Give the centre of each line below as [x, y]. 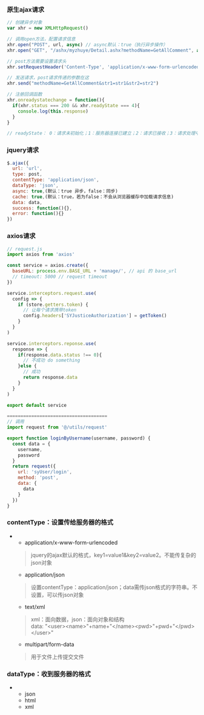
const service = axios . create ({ [48, 265]
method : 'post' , [38, 478]
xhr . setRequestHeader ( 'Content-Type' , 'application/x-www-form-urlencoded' [104, 67]
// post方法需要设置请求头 [37, 61]
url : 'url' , [28, 169]
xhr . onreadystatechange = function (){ [56, 100]
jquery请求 [23, 150]
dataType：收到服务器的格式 [49, 674]
